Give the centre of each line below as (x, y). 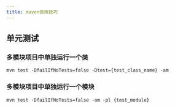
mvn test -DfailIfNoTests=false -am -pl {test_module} (78, 100)
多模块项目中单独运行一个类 (47, 57)
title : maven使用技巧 (32, 12)
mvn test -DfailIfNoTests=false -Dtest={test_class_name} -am (87, 70)
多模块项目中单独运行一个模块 (51, 87)
